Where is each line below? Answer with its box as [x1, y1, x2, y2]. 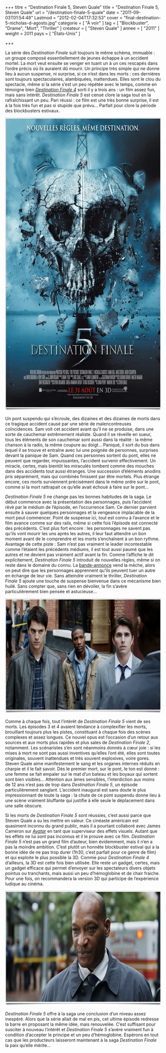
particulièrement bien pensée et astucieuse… [5, 589, 97, 594]
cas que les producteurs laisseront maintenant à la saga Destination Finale [5, 1037, 157, 1043]
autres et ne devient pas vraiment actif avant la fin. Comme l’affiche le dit [5, 552, 154, 557]
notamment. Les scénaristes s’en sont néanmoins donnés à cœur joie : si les [5, 745, 161, 750]
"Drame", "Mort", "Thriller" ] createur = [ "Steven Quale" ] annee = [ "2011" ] [5, 25, 160, 31]
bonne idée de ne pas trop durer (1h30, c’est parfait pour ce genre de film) [5, 849, 157, 855]
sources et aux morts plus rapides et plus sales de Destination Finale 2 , [5, 740, 151, 745]
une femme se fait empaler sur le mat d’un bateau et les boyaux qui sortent [5, 771, 158, 777]
